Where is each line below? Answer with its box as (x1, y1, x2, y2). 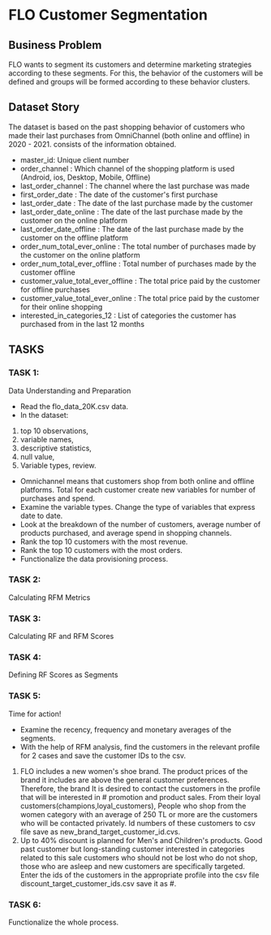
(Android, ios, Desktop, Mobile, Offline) (19, 172, 151, 182)
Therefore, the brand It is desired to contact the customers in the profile (19, 783, 261, 794)
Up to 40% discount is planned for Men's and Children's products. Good (19, 835, 263, 845)
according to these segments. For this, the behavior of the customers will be (8, 68, 264, 78)
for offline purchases (19, 285, 91, 294)
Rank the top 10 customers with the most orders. (19, 545, 183, 554)
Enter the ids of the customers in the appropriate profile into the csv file (19, 870, 260, 880)
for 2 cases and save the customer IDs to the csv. (19, 750, 187, 760)
